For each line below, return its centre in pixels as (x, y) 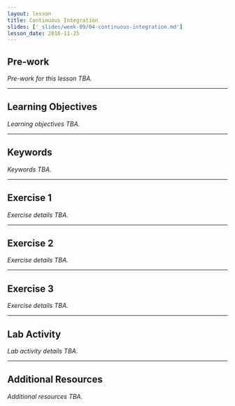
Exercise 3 (30, 289)
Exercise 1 (30, 198)
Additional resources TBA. (45, 396)
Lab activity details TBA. (43, 351)
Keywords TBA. (29, 169)
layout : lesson (29, 14)
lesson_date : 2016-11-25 (43, 33)
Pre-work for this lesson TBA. (50, 78)
